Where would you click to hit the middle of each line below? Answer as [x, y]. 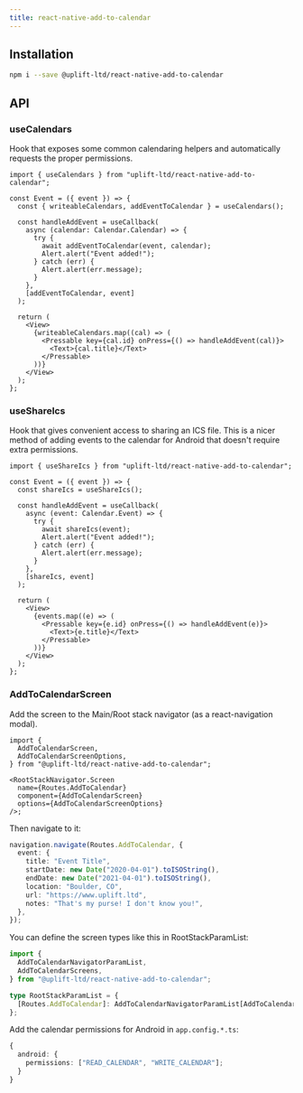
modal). [23, 724]
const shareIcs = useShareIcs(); [80, 490]
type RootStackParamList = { [64, 995]
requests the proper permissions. [71, 158]
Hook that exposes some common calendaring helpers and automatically [145, 149]
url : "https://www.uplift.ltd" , [86, 895]
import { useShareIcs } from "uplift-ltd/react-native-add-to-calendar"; [151, 466]
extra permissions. [44, 450]
